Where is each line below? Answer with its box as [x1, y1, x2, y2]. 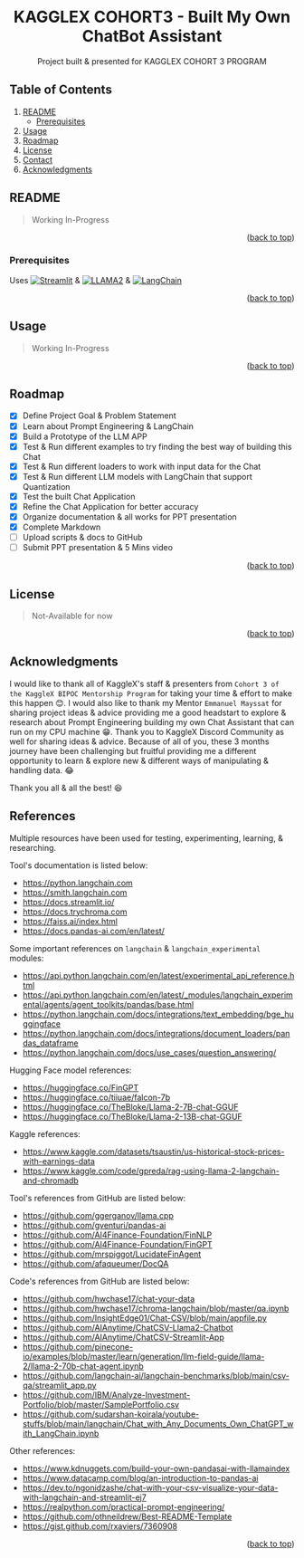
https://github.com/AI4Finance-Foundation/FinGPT [22, 1238, 213, 1249]
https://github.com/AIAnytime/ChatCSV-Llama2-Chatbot [22, 1322, 233, 1333]
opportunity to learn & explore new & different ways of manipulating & [9, 755, 270, 766]
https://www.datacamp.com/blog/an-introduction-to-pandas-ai [22, 1472, 259, 1483]
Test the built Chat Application [22, 491, 136, 502]
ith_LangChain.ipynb [22, 1428, 100, 1439]
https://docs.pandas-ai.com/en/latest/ [22, 925, 166, 936]
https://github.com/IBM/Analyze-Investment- [22, 1389, 191, 1400]
